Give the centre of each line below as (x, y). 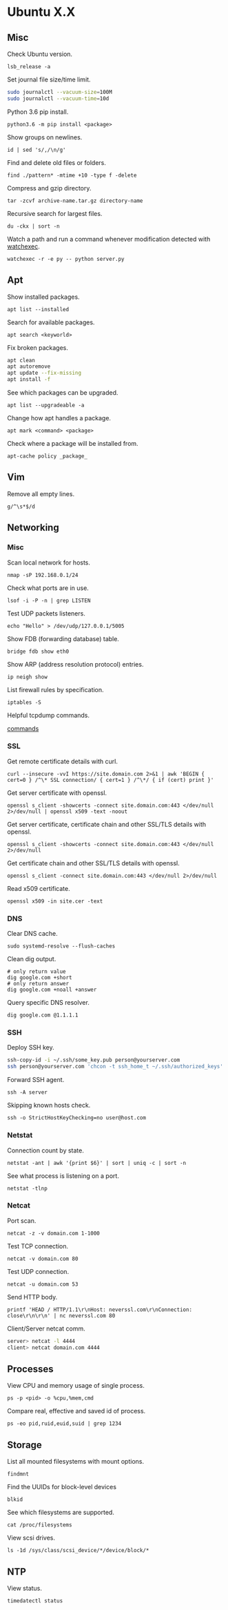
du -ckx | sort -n (33, 226)
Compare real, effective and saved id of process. (76, 1411)
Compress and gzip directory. (49, 188)
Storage (25, 1445)
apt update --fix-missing (44, 373)
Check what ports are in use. (48, 588)
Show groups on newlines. (45, 137)
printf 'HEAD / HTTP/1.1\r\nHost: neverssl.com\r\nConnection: (100, 1309)
